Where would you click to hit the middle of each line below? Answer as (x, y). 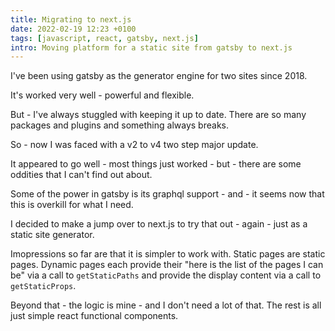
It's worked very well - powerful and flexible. (102, 95)
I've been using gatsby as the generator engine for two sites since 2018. (159, 76)
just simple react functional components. (94, 316)
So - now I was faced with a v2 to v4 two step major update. (134, 145)
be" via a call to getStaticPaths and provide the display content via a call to (166, 275)
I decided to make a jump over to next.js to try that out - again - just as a (159, 224)
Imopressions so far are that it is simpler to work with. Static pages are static (168, 254)
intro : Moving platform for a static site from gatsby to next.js (151, 47)
